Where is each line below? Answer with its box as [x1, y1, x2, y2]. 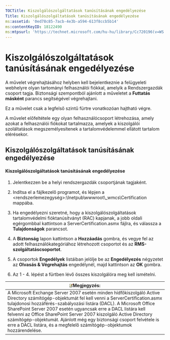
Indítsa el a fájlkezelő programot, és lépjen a [12, 189, 105, 195]
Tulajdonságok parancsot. [12, 226, 68, 232]
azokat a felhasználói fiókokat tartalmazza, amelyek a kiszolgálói [5, 120, 140, 126]
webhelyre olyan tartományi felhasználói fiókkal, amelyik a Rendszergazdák [5, 85, 163, 91]
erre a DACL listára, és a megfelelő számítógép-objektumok [7, 322, 133, 328]
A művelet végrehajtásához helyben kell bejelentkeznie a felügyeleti [5, 79, 147, 86]
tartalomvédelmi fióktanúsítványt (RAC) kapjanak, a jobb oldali [12, 215, 143, 221]
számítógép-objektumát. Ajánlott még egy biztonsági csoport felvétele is [7, 317, 159, 323]
